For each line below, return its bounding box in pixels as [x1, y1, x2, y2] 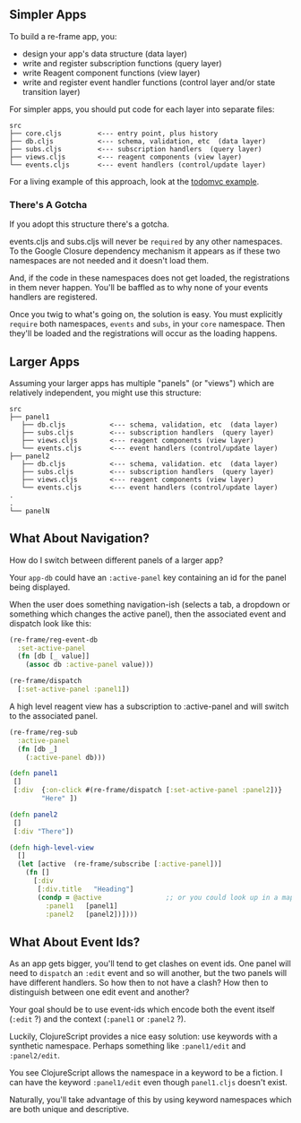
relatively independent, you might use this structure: [9, 387, 202, 398]
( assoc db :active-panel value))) [25, 661, 154, 669]
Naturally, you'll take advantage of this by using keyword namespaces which [9, 1094, 292, 1105]
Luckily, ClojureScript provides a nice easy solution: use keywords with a [9, 1031, 278, 1042]
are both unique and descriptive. [9, 1104, 130, 1115]
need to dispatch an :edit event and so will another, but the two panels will [9, 968, 288, 979]
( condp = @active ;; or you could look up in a [37, 893, 279, 902]
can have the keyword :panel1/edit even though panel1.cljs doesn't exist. [9, 1077, 288, 1088]
